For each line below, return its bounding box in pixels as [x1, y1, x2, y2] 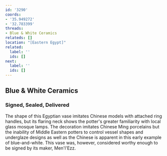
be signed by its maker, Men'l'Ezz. [5, 145, 76, 151]
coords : [5, 12, 22, 17]
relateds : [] [5, 36, 33, 41]
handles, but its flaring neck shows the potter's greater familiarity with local [5, 118, 161, 124]
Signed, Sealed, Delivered [5, 101, 70, 108]
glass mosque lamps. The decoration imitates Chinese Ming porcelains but [5, 123, 159, 129]
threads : [5, 26, 24, 31]
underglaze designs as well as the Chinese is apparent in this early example [5, 134, 162, 140]
